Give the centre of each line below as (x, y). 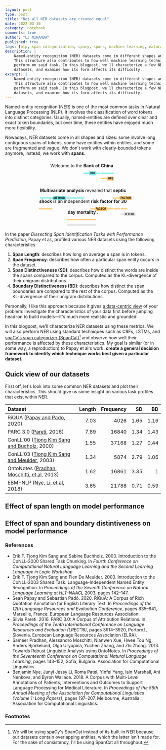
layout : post (19, 10)
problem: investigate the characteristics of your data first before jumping (79, 312)
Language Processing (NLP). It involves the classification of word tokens (79, 112)
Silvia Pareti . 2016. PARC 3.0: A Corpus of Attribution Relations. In (79, 619)
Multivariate (53, 190)
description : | (21, 51)
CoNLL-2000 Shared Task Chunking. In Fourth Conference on (75, 561)
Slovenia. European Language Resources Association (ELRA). (75, 635)
